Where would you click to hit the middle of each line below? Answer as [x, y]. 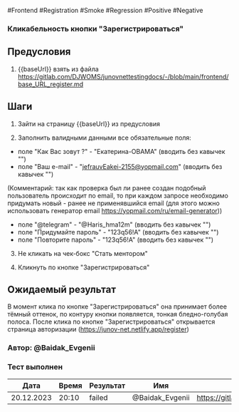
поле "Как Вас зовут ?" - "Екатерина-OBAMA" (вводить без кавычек [121, 151]
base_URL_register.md [51, 84]
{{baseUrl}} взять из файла [58, 69]
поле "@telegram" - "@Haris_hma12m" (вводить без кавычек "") [114, 225]
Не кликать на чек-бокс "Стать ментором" [83, 253]
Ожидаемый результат [62, 289]
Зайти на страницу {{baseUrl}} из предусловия [89, 123]
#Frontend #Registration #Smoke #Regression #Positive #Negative [105, 10]
